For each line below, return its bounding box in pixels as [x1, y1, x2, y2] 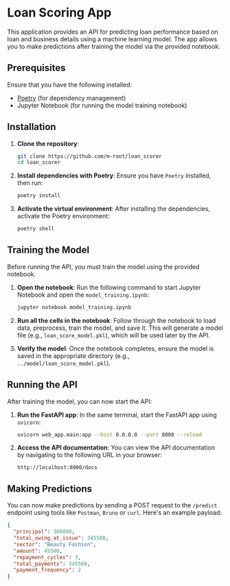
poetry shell [16, 225, 55, 232]
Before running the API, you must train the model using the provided [7, 262, 200, 271]
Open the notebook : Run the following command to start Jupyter [16, 283, 201, 291]
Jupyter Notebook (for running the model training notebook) [16, 101, 187, 109]
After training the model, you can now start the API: [7, 397, 152, 406]
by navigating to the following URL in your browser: [16, 451, 163, 459]
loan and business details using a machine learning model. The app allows [7, 34, 218, 43]
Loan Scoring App [7, 5, 112, 21]
